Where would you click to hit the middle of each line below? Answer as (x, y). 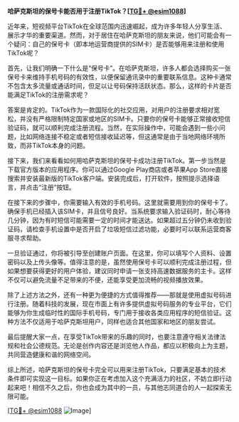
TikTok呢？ (23, 53)
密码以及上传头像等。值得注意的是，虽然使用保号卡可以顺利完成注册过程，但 (119, 262)
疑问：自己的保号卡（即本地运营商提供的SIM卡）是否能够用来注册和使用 (119, 44)
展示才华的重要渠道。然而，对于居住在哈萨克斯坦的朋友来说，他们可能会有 (116, 35)
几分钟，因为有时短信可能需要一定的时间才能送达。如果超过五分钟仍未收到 (116, 220)
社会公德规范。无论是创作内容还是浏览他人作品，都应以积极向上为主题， (126, 345)
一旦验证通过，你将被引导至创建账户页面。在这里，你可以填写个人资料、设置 (119, 253)
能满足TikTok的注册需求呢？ (48, 95)
